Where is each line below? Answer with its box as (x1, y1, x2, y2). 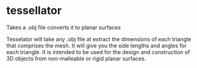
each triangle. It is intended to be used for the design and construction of (6, 48, 190, 55)
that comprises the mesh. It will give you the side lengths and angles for (6, 42, 187, 49)
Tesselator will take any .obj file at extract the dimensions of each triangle (6, 35, 192, 42)
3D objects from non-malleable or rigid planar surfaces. (6, 55, 146, 62)
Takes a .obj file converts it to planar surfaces (6, 24, 121, 31)
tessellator (6, 4, 62, 18)
